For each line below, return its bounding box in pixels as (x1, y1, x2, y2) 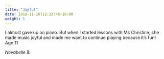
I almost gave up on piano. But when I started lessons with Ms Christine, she (5, 30, 159, 36)
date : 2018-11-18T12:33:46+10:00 (5, 12, 73, 17)
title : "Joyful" (5, 7, 38, 12)
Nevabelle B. (5, 49, 31, 55)
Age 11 (5, 40, 18, 46)
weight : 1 (5, 16, 25, 21)
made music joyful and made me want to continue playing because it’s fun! (5, 35, 156, 40)
